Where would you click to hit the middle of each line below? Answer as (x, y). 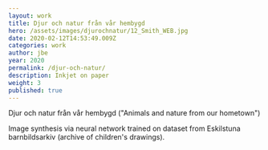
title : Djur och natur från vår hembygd (77, 23)
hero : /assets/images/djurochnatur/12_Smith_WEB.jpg (98, 30)
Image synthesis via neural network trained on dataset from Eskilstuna (124, 128)
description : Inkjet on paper (59, 75)
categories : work (37, 46)
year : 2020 (26, 61)
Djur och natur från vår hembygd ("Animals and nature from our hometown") (134, 113)
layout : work (30, 16)
